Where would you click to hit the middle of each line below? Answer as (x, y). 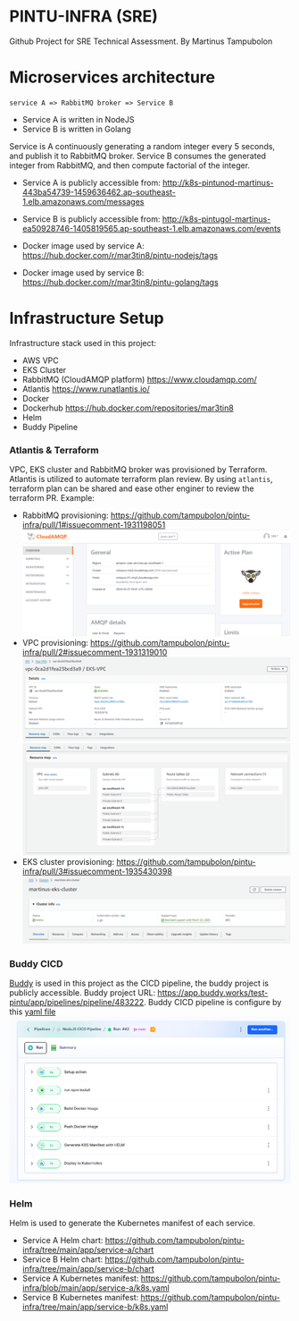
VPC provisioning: (55, 643)
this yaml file (33, 1012)
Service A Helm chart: (62, 1240)
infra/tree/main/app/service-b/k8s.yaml (95, 1307)
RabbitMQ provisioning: (65, 515)
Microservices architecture (112, 77)
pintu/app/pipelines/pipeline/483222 (77, 1003)
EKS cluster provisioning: (68, 862)
